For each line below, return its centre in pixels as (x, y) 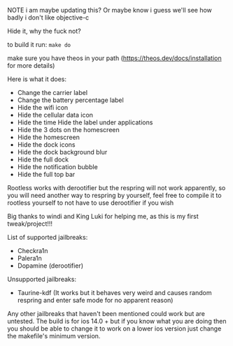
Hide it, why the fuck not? (44, 31)
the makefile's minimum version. (54, 336)
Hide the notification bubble (57, 167)
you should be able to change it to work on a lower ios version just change (114, 329)
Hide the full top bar (46, 174)
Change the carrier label (52, 93)
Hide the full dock (43, 159)
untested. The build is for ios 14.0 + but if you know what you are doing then (117, 321)
